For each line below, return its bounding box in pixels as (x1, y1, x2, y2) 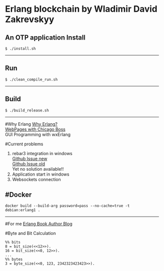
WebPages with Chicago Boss (5, 126, 66, 132)
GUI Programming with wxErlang (5, 131, 71, 137)
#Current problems (5, 141, 43, 147)
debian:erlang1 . (5, 208, 41, 213)
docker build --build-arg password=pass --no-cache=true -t (5, 203, 130, 208)
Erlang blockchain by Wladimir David (5, 3, 158, 15)
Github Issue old (12, 160, 45, 167)
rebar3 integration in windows (12, 150, 73, 156)
